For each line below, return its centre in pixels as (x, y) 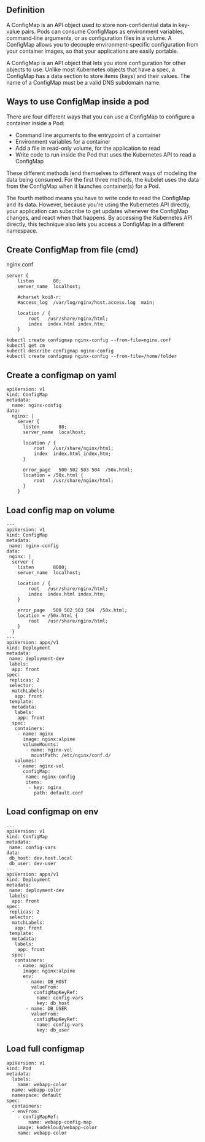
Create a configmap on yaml (61, 375)
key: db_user (53, 1030)
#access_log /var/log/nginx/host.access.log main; (86, 303)
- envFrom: (26, 1111)
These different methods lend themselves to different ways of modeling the (102, 173)
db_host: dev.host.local (41, 858)
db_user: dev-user (33, 863)
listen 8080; (42, 567)
